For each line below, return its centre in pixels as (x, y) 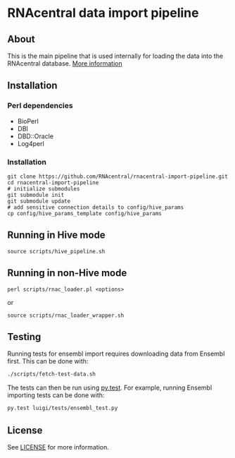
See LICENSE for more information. (58, 447)
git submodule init (36, 195)
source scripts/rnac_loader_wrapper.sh (66, 315)
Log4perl (31, 143)
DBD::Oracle (36, 136)
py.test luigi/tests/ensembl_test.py (63, 408)
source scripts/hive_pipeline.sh (56, 251)
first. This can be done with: (48, 361)
